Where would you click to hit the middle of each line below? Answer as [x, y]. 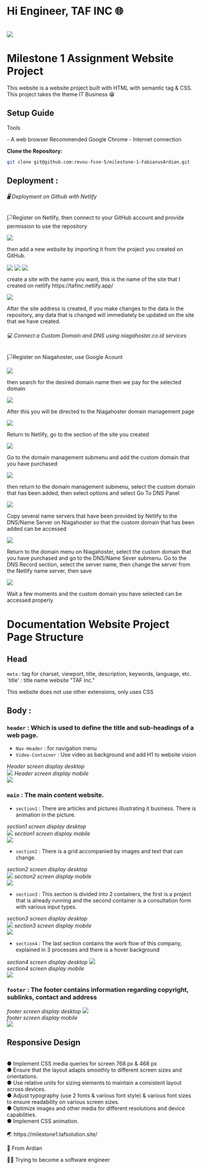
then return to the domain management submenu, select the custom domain [101, 486]
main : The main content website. [56, 795]
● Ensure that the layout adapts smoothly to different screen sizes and [94, 1070]
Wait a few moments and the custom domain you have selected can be [94, 594]
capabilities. [22, 1114]
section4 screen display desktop [47, 962]
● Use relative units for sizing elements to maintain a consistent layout [94, 1082]
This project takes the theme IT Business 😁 [61, 94]
